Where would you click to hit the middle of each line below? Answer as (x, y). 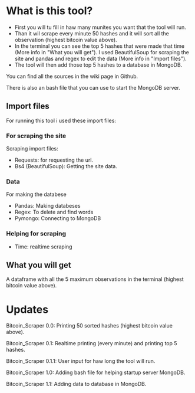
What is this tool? (49, 11)
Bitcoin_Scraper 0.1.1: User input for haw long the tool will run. (81, 361)
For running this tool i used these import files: (61, 120)
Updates (27, 310)
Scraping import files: (32, 149)
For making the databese (36, 194)
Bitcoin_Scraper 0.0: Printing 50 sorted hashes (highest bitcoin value (89, 326)
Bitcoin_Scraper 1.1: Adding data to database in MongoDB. (76, 384)
